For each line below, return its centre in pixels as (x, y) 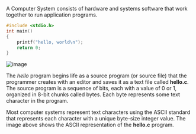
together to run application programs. (52, 15)
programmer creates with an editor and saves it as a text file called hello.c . (97, 82)
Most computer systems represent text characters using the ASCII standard (98, 112)
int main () (20, 31)
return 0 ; (29, 48)
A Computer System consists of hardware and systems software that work (97, 9)
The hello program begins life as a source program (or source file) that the (97, 76)
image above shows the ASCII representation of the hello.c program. (90, 125)
